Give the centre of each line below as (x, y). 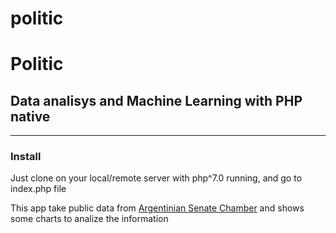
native (30, 116)
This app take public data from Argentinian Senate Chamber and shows (157, 208)
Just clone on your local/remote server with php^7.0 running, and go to (156, 178)
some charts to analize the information (89, 219)
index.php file (38, 189)
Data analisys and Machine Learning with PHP (156, 100)
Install (26, 157)
